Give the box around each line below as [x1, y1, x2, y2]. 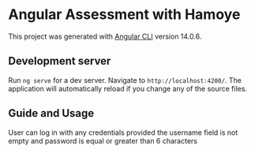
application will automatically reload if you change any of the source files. [8, 84, 247, 93]
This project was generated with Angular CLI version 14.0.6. [8, 32, 202, 41]
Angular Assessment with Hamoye [8, 6, 241, 24]
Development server [8, 54, 111, 68]
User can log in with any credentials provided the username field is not [8, 128, 238, 137]
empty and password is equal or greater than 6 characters [8, 136, 197, 145]
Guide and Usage [8, 106, 95, 120]
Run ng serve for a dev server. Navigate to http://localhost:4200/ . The [8, 75, 242, 84]
